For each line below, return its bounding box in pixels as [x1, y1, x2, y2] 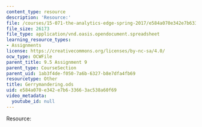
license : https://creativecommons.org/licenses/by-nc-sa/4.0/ [6, 48, 165, 54]
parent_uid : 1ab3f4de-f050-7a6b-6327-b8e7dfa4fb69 [6, 70, 136, 76]
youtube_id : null [11, 98, 55, 104]
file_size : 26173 [6, 25, 50, 32]
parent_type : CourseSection [6, 64, 77, 71]
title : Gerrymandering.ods [6, 82, 74, 88]
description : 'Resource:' [6, 14, 71, 20]
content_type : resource [6, 8, 66, 15]
